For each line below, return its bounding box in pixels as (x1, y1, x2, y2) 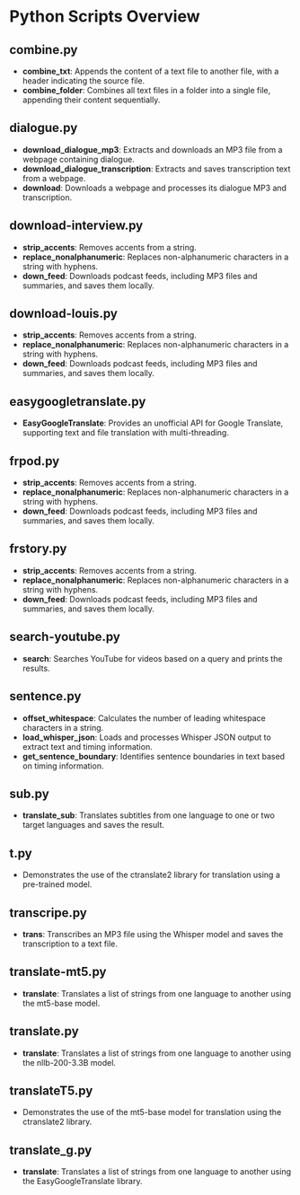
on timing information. (22, 760, 104, 771)
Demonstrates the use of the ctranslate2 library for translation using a (22, 869, 280, 881)
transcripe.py (9, 905, 87, 920)
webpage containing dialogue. (22, 154, 135, 164)
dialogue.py (9, 120, 78, 136)
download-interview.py (9, 218, 144, 233)
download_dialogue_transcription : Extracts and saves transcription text (22, 163, 291, 174)
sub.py (9, 786, 49, 801)
